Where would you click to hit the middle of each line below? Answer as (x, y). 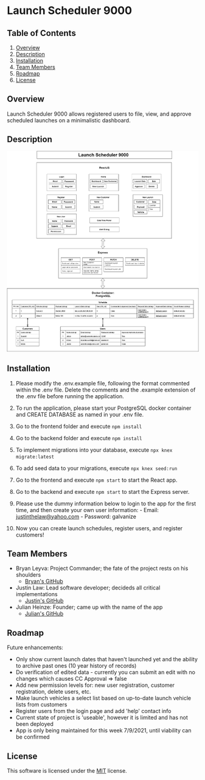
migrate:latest (35, 457)
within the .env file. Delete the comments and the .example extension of (106, 390)
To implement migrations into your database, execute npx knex (94, 450)
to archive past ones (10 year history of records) (76, 666)
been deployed (35, 724)
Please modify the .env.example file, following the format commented (103, 383)
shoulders (28, 575)
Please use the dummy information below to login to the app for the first (106, 504)
